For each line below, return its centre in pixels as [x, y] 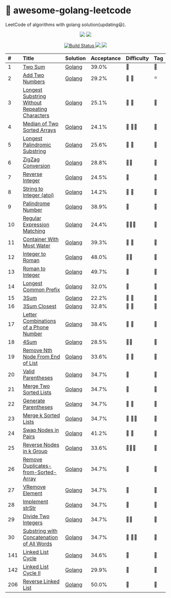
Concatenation [40, 537]
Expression [36, 224]
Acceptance [106, 58]
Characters [36, 115]
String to [33, 188]
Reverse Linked [41, 581]
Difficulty [137, 58]
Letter [30, 315]
